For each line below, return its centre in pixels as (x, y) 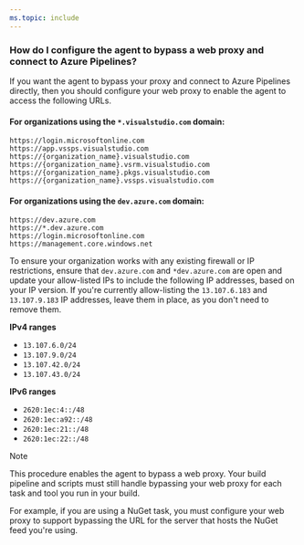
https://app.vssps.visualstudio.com (79, 149)
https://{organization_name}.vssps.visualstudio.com (112, 181)
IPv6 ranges (33, 392)
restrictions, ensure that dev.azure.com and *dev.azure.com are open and (146, 271)
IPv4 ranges (33, 327)
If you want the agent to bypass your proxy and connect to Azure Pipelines (150, 81)
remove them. (36, 309)
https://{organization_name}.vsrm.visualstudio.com (110, 165)
